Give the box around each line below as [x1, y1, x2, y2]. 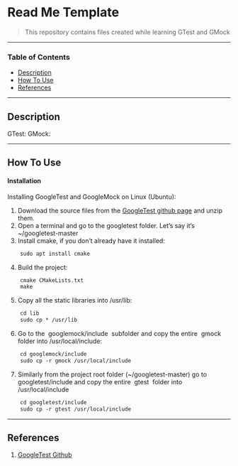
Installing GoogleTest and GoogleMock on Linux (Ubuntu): [7, 193, 176, 201]
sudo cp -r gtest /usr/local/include [20, 406, 132, 413]
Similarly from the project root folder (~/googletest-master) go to [17, 370, 208, 379]
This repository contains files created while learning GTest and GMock [24, 28, 230, 36]
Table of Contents [7, 52, 71, 62]
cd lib [20, 310, 40, 317]
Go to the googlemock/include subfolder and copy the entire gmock [17, 330, 222, 338]
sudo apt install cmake [20, 250, 91, 257]
